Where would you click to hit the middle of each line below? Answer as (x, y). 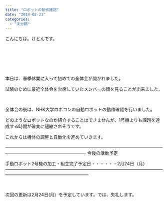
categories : (17, 19)
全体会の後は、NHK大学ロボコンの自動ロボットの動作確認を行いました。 (80, 110)
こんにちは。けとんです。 (31, 39)
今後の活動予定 (103, 153)
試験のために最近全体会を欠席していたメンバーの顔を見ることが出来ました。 (84, 89)
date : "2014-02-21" (25, 15)
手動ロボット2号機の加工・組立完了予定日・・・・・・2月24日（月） (76, 164)
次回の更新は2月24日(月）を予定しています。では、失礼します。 (71, 195)
